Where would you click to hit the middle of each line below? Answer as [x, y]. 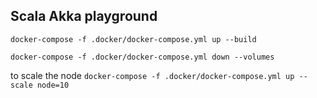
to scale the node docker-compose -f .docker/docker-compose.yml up [152, 75]
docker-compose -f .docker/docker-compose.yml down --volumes [142, 57]
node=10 [53, 85]
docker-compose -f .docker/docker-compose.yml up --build [133, 39]
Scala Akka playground [84, 16]
